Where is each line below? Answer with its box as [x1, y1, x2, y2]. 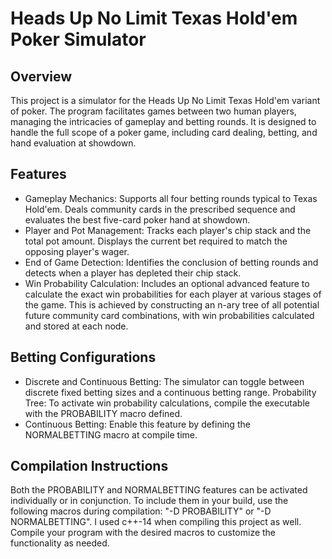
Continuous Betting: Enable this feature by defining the [24, 418, 251, 430]
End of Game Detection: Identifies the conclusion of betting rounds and [24, 256, 319, 268]
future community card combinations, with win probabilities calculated [24, 309, 315, 321]
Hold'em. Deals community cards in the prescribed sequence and [24, 203, 296, 215]
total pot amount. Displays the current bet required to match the [24, 235, 288, 247]
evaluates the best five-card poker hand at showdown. [24, 213, 251, 226]
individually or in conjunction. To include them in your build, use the [10, 495, 289, 507]
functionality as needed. [10, 537, 110, 549]
